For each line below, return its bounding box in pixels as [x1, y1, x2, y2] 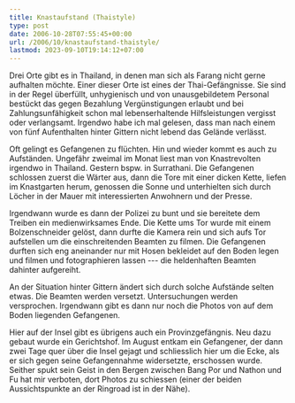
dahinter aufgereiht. [9, 265, 81, 275]
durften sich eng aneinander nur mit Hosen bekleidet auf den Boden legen [9, 245, 280, 257]
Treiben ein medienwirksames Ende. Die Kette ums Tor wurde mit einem [9, 218, 271, 229]
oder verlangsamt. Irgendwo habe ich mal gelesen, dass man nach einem [9, 117, 276, 128]
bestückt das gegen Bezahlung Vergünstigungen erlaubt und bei [9, 98, 245, 109]
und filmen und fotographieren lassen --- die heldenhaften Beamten [9, 255, 256, 266]
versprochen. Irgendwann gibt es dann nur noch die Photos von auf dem [9, 300, 274, 311]
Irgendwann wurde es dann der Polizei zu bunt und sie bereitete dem [9, 208, 261, 219]
